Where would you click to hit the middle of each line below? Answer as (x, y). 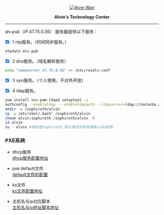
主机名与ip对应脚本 (31, 201)
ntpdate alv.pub (21, 51)
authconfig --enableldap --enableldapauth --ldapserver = (65, 104)
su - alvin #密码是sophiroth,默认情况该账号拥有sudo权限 (59, 127)
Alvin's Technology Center (82, 17)
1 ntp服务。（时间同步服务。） (41, 42)
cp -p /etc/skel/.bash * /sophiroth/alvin (48, 114)
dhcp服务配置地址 (30, 158)
